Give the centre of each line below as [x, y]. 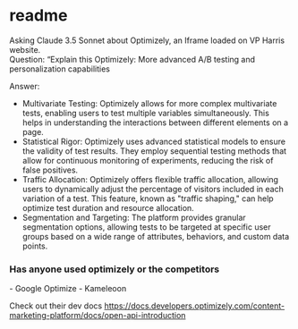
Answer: [25, 86]
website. [25, 49]
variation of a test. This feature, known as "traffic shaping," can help [148, 198]
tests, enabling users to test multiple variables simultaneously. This [146, 113]
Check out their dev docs [56, 306]
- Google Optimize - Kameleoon [68, 289]
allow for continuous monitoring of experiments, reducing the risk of [148, 160]
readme [38, 16]
